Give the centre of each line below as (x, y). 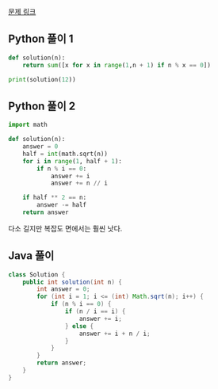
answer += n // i (79, 183)
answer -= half (62, 205)
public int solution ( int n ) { (73, 282)
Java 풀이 (31, 256)
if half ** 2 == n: (55, 198)
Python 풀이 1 (41, 39)
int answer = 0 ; (63, 289)
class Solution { (37, 275)
